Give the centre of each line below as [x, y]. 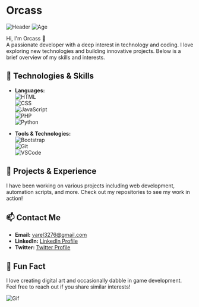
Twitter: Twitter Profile [42, 248]
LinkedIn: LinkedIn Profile [46, 241]
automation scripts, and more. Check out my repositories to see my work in [98, 192]
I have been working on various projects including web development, [91, 186]
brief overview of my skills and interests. [56, 57]
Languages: [30, 90]
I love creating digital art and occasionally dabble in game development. [94, 281]
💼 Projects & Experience [51, 171]
